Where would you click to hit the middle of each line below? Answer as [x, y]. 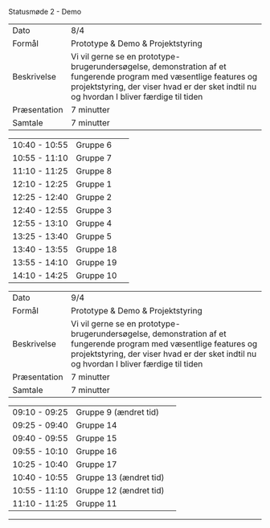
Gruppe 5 [94, 236]
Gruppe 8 [94, 171]
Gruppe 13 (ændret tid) [120, 477]
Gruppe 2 [94, 197]
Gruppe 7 [94, 158]
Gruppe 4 [94, 223]
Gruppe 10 [96, 275]
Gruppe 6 [94, 145]
